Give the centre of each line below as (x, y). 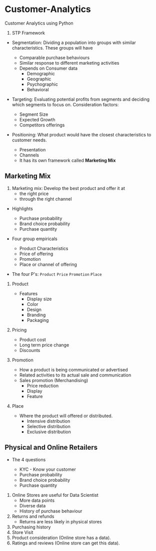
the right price (34, 194)
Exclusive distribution (49, 432)
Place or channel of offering (48, 264)
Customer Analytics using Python (39, 23)
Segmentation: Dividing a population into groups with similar (74, 42)
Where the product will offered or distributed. (66, 416)
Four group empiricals (35, 239)
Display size (39, 299)
